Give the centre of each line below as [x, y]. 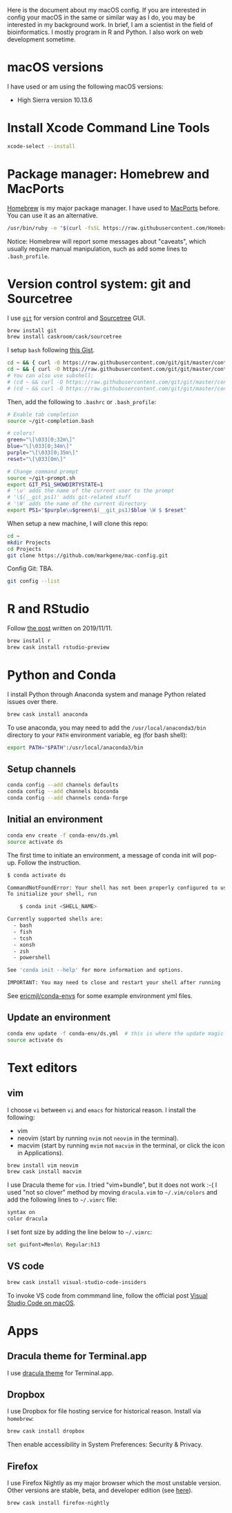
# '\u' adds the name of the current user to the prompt [91, 491]
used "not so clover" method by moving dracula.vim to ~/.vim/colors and [112, 1193]
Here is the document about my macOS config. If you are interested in [107, 10]
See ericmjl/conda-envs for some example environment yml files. [100, 996]
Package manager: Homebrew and [108, 174]
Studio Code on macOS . [41, 1303]
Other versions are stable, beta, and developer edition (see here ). [100, 1490]
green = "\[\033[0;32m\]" [41, 440]
